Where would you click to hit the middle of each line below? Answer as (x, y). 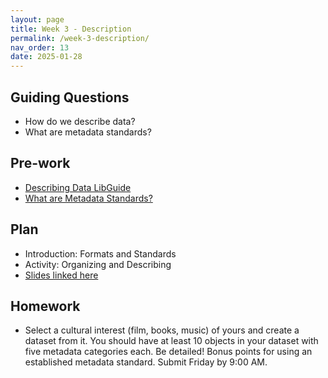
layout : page (37, 19)
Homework (45, 306)
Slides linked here (61, 275)
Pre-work (40, 163)
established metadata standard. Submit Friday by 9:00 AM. (146, 362)
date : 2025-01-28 (46, 57)
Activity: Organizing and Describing (98, 264)
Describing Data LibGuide (78, 187)
